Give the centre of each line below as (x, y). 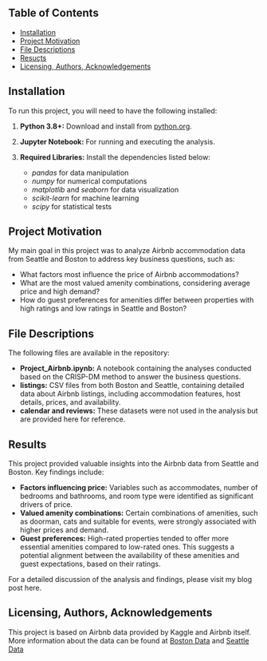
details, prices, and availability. (70, 402)
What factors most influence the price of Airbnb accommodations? (129, 275)
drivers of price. (46, 505)
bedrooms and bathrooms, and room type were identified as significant (136, 496)
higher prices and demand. (64, 530)
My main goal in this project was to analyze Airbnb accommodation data (127, 251)
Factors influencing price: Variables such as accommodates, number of (139, 488)
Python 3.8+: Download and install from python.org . (106, 126)
